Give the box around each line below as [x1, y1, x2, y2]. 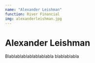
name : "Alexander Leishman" [5, 7, 62, 12]
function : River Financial [5, 12, 60, 17]
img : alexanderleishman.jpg [5, 16, 62, 21]
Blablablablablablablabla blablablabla [5, 53, 79, 59]
